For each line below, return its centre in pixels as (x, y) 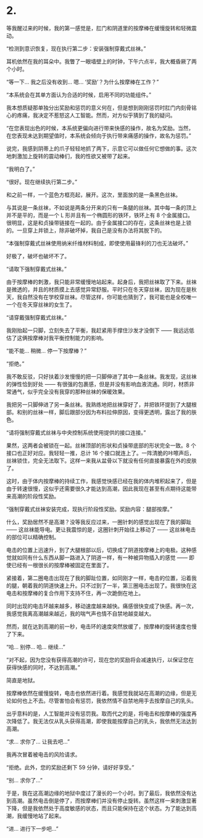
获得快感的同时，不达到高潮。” (43, 667)
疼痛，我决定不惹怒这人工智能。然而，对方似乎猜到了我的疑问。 (96, 115)
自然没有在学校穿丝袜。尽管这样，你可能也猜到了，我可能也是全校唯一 (109, 297)
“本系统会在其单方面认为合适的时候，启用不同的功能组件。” (79, 95)
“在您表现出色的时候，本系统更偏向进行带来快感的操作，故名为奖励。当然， (100, 128)
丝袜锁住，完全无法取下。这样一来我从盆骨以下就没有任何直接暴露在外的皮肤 (101, 461)
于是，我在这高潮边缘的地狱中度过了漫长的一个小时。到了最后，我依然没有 (99, 793)
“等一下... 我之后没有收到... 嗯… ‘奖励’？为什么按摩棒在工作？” (82, 82)
